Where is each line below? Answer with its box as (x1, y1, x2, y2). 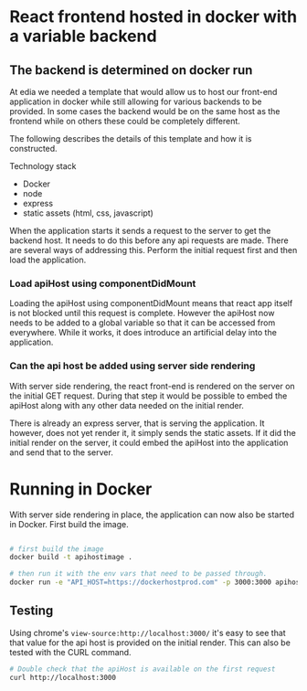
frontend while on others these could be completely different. (9, 116, 240, 126)
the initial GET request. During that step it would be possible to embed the (9, 390, 288, 401)
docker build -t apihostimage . (9, 553, 132, 562)
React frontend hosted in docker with (9, 6, 298, 27)
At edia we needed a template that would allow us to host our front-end (9, 87, 278, 97)
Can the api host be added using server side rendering (9, 359, 256, 372)
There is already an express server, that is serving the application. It (9, 418, 265, 429)
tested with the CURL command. (9, 646, 132, 657)
